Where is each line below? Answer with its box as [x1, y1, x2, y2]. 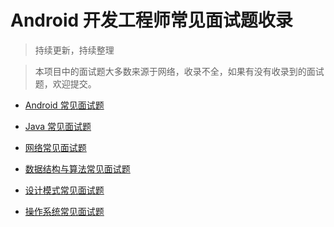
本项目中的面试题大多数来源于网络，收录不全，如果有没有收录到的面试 [34, 65, 325, 77]
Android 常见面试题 [24, 99, 105, 111]
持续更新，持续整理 [34, 44, 115, 56]
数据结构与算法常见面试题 [24, 162, 131, 175]
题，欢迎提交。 [34, 77, 97, 90]
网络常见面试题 [24, 141, 87, 153]
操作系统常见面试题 [24, 205, 105, 217]
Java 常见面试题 [24, 120, 92, 132]
